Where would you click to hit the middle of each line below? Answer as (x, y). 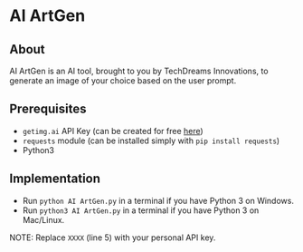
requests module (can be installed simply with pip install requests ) (151, 141)
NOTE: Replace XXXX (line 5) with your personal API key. (113, 237)
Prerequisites (48, 109)
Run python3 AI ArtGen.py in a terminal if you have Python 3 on (141, 210)
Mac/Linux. (43, 219)
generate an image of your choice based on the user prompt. (123, 81)
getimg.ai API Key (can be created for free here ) (113, 131)
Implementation (55, 179)
